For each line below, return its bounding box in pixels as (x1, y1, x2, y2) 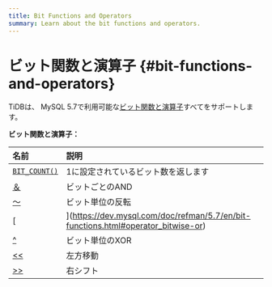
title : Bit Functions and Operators (8, 11, 132, 20)
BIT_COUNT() (12, 167, 59, 176)
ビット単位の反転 (66, 196, 132, 208)
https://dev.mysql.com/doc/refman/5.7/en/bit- (72, 210, 251, 222)
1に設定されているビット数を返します (66, 167, 209, 178)
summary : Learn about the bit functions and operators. (8, 19, 201, 27)
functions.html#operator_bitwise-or (66, 220, 203, 231)
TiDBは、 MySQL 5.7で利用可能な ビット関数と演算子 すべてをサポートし (8, 102, 247, 112)
